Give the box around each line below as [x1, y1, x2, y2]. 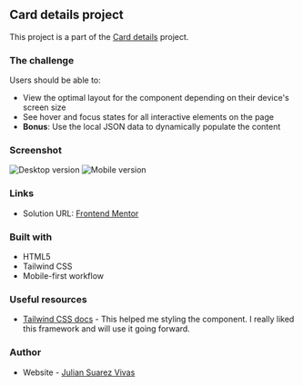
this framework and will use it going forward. [22, 323, 191, 334]
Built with [9, 231, 53, 243]
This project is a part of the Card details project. [9, 31, 189, 42]
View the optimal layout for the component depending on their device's [22, 93, 289, 104]
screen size [22, 102, 66, 113]
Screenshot [9, 144, 62, 157]
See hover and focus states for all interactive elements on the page [22, 112, 275, 123]
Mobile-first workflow [22, 271, 105, 281]
